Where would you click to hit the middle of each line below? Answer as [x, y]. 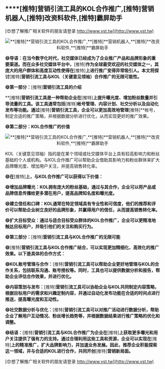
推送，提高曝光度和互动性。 [33, 299]
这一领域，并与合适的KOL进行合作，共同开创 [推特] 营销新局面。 [69, 351]
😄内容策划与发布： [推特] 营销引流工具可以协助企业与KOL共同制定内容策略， [82, 287]
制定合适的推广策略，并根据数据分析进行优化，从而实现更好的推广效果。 [78, 116]
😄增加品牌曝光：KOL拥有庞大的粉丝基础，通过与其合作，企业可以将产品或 [81, 187]
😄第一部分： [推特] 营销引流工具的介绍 [43, 87]
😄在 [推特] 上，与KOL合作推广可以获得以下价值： [54, 176]
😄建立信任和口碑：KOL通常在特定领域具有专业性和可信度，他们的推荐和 [78, 203]
